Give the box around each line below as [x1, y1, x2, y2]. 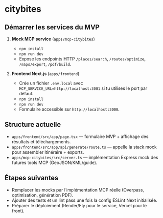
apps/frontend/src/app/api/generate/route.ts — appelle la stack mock [11, 144, 157, 150]
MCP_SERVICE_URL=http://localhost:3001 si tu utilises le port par [19, 85, 148, 91]
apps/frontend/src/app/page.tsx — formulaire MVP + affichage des [11, 134, 149, 139]
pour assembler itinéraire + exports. [11, 149, 84, 155]
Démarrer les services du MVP [4, 23, 100, 31]
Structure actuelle [4, 120, 61, 129]
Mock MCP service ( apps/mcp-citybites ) [11, 36, 95, 42]
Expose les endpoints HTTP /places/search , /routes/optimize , [19, 56, 146, 62]
